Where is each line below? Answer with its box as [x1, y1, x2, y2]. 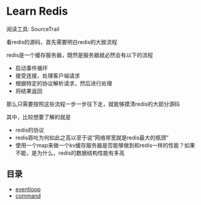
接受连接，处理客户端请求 [15, 72, 80, 79]
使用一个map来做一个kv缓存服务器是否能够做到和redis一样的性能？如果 [15, 141, 195, 149]
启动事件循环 [15, 64, 48, 72]
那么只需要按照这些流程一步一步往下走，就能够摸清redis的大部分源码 [6, 100, 180, 108]
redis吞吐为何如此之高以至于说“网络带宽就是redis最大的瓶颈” [15, 133, 169, 141]
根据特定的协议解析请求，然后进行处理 [15, 80, 112, 87]
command [15, 192, 41, 199]
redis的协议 [15, 126, 45, 133]
